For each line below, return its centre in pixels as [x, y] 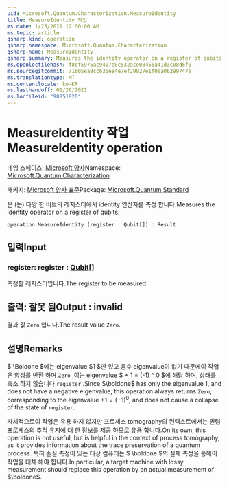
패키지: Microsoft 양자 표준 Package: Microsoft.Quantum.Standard [98, 189]
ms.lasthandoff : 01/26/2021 [47, 90]
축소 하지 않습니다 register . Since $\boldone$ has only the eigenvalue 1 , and [114, 384]
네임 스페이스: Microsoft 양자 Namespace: [64, 167]
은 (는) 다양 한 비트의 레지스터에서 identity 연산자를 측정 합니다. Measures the [111, 204]
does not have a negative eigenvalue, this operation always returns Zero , [110, 391]
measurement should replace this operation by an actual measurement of [111, 469]
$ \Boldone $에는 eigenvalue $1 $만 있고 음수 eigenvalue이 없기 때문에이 [107, 367]
